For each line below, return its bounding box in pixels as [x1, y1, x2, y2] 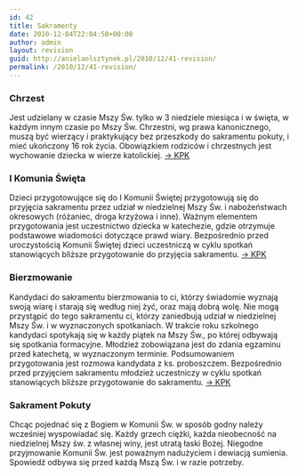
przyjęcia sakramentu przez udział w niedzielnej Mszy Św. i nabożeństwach [9, 202, 287, 213]
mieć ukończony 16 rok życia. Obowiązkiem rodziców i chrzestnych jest [9, 141, 272, 151]
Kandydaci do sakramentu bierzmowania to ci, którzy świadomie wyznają [9, 291, 278, 303]
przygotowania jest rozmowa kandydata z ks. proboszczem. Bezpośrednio [9, 358, 282, 368]
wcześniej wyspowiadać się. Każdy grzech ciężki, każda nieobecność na [9, 429, 278, 440]
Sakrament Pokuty [9, 399, 92, 411]
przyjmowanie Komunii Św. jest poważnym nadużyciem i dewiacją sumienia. [9, 448, 288, 458]
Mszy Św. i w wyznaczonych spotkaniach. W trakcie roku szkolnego [9, 319, 260, 330]
